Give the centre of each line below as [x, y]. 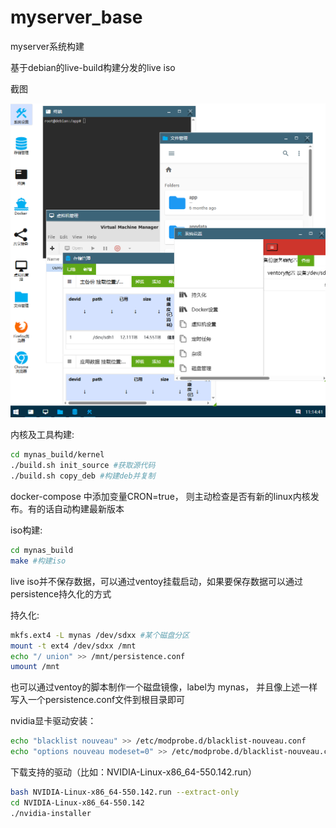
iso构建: [26, 530]
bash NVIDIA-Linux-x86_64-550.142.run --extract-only [125, 792]
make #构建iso [38, 561]
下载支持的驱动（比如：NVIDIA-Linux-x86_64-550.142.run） [134, 772]
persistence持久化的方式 [61, 593]
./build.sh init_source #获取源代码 [83, 466]
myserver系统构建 [47, 46]
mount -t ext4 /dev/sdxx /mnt [73, 646]
